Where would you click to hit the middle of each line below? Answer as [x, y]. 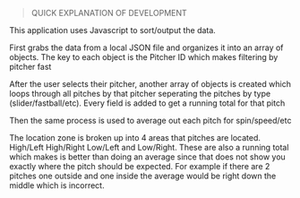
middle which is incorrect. [57, 185]
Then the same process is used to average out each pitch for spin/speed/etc [150, 121]
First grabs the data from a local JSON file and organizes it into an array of [146, 47]
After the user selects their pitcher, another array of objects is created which [150, 84]
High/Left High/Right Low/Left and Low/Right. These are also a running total [149, 147]
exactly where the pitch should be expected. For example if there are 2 [140, 166]
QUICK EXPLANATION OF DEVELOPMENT [109, 13]
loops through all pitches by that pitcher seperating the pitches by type [140, 94]
